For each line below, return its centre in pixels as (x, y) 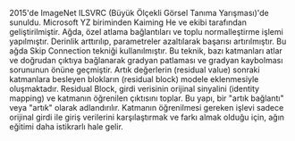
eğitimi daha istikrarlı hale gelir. (66, 127)
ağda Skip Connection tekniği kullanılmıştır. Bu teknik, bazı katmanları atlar (146, 51)
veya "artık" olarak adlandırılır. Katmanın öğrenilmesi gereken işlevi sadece (147, 108)
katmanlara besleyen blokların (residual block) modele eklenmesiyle (134, 79)
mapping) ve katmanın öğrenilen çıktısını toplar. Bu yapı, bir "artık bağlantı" (147, 98)
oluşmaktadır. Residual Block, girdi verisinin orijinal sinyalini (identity (135, 89)
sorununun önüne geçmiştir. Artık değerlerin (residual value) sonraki (135, 70)
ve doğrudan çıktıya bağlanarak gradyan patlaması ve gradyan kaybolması (146, 60)
